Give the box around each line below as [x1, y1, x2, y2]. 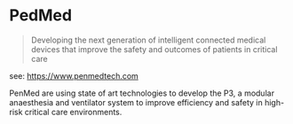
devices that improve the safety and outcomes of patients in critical [30, 43, 278, 54]
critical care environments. [24, 106, 123, 117]
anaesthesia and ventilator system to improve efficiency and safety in [9, 97, 264, 107]
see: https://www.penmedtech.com [9, 70, 139, 81]
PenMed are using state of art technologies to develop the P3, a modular [9, 88, 275, 98]
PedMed [9, 5, 73, 26]
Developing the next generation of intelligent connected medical [30, 35, 266, 45]
